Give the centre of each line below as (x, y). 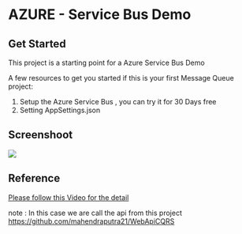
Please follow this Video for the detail (69, 197)
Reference (34, 178)
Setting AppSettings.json (60, 110)
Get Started (37, 44)
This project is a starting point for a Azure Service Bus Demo (106, 62)
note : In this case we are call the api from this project (95, 213)
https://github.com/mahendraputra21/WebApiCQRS (91, 221)
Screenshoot (41, 135)
